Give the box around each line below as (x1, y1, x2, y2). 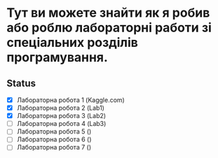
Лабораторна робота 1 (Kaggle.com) (16, 96, 125, 104)
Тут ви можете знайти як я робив (6, 5, 210, 21)
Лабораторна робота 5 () (16, 127, 92, 136)
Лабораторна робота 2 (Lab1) (16, 103, 104, 113)
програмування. (6, 50, 108, 66)
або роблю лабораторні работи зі (6, 20, 212, 36)
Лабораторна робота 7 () (16, 143, 92, 152)
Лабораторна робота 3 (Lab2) (16, 112, 107, 120)
